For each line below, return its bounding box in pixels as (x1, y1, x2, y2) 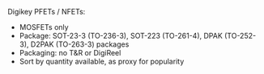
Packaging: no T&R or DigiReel (19, 48, 121, 57)
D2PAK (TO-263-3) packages (30, 39, 130, 49)
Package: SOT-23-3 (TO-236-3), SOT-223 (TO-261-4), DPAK (19, 31, 224, 40)
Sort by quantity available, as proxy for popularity (19, 56, 185, 66)
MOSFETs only (19, 23, 70, 31)
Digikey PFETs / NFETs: (7, 7, 86, 16)
